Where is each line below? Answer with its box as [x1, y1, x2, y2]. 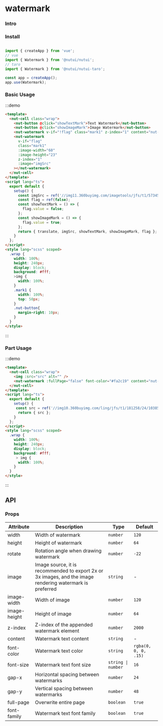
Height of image [34, 610, 72, 617]
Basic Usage [5, 91, 35, 98]
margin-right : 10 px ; [17, 310, 60, 315]
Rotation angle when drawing [34, 547, 102, 554]
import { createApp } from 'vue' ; [5, 49, 75, 53]
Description [55, 523, 83, 530]
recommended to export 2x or [34, 567, 103, 574]
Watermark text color [34, 647, 83, 654]
